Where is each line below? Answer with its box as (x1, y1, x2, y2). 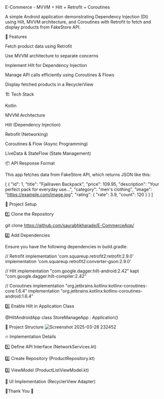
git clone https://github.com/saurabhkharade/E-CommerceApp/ (5, 223, 134, 228)
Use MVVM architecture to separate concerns (5, 53, 98, 59)
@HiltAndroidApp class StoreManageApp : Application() (5, 315, 119, 320)
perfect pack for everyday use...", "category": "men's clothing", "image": (5, 187, 152, 192)
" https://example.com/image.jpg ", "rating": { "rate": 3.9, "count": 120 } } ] (5, 192, 153, 198)
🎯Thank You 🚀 (5, 388, 34, 394)
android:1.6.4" (5, 293, 33, 299)
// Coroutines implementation (5, 283, 65, 289)
